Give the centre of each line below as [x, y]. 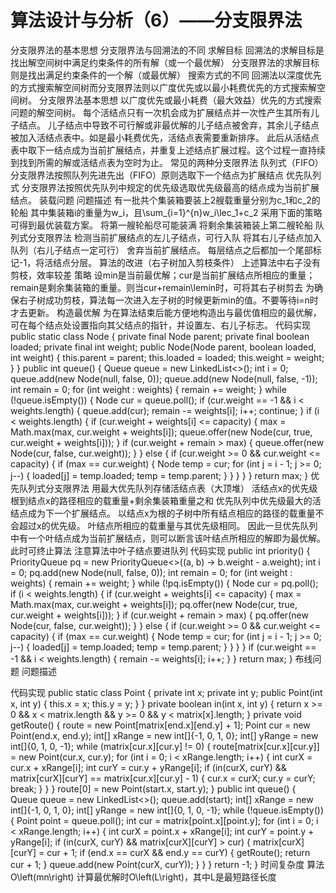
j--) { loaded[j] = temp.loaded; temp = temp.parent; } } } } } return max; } [159, 475]
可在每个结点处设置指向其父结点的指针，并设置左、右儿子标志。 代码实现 [160, 325]
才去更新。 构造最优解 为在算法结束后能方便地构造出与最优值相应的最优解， [166, 312]
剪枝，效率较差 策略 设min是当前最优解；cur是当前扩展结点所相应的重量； [163, 275]
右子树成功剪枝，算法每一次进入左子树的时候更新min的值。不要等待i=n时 [168, 300]
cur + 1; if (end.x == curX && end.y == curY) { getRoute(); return [178, 852]
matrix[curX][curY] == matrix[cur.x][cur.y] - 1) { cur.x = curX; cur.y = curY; [163, 778]
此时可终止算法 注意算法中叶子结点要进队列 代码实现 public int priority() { [160, 550]
